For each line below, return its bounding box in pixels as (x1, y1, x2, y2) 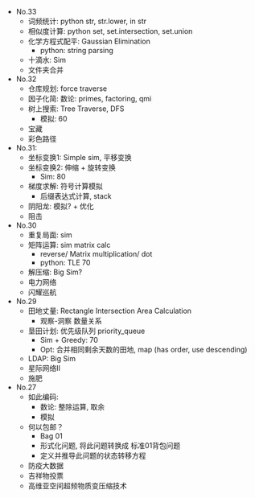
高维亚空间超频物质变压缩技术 (27, 481, 127, 490)
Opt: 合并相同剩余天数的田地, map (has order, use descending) (39, 345, 248, 354)
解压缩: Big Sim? (27, 267, 83, 277)
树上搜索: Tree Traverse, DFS (27, 104, 125, 113)
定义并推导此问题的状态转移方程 (39, 451, 146, 460)
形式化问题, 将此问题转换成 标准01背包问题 (39, 441, 181, 450)
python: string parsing (39, 46, 114, 55)
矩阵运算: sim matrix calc (27, 241, 111, 249)
